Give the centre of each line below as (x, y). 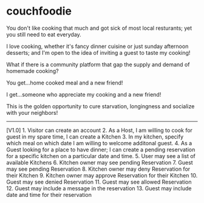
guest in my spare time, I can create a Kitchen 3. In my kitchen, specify (95, 136)
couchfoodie (39, 11)
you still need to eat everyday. (44, 34)
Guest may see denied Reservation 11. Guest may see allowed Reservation (99, 182)
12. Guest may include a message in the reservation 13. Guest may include (99, 188)
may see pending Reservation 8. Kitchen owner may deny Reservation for (98, 169)
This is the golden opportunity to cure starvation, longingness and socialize (100, 106)
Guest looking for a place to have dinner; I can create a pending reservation (101, 150)
